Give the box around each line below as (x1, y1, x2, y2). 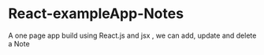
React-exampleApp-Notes (8, 5, 184, 23)
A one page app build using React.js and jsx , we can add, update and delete (8, 31, 257, 40)
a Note (8, 38, 30, 48)
